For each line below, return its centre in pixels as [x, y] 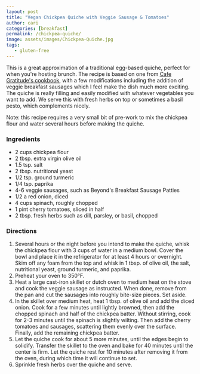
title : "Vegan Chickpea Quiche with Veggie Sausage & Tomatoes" [88, 17]
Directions [21, 231]
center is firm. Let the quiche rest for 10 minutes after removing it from [101, 352]
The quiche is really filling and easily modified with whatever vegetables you [100, 93]
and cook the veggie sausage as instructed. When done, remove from [101, 289]
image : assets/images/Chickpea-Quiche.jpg [60, 39]
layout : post [22, 12]
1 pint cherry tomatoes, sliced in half [59, 209]
